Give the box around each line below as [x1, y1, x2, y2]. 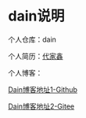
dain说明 [8, 7, 65, 25]
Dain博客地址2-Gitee [8, 101, 75, 111]
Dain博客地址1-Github [8, 84, 78, 94]
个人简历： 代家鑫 [8, 51, 63, 61]
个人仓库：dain [8, 35, 57, 44]
